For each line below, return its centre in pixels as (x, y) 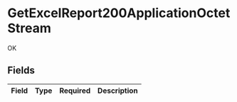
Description (118, 91)
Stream (30, 28)
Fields (21, 70)
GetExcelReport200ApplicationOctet (119, 13)
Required (75, 91)
